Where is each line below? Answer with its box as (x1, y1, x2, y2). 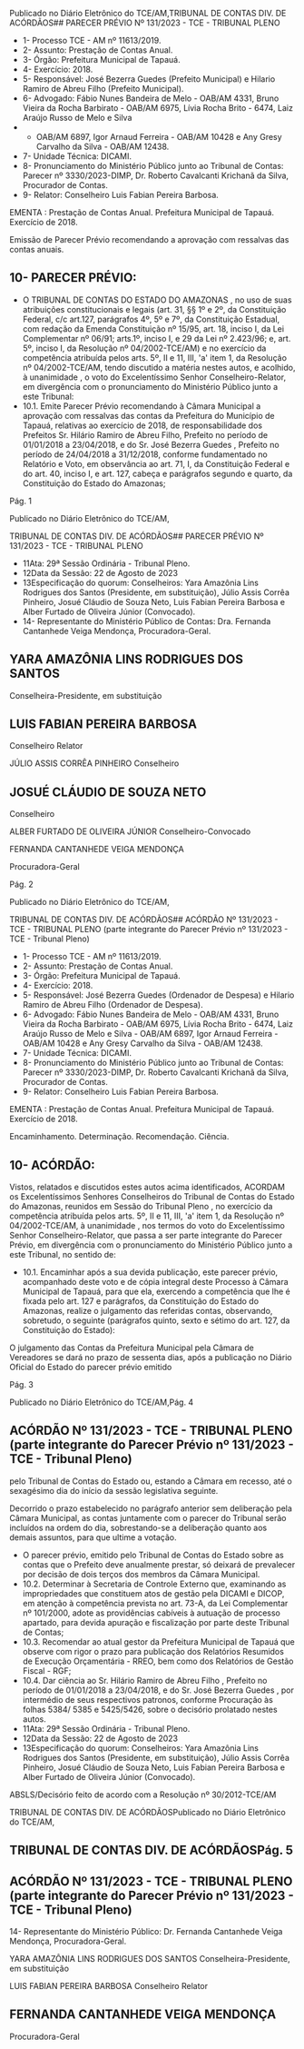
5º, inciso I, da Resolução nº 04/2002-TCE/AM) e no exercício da (22, 343, 267, 353)
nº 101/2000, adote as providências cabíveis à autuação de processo (22, 1607, 281, 1618)
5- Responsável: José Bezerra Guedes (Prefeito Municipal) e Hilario (22, 74, 276, 85)
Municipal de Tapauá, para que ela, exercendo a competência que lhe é (22, 1286, 290, 1298)
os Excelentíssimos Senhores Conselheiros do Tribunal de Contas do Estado (9, 1191, 295, 1202)
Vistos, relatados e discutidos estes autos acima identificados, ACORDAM (9, 1181, 286, 1193)
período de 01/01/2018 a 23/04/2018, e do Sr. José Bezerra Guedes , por (22, 1685, 295, 1696)
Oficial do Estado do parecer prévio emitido (9, 1362, 172, 1373)
